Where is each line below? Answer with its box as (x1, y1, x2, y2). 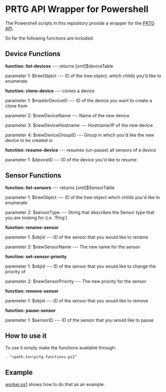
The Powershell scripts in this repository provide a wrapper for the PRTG (5, 20, 155, 26)
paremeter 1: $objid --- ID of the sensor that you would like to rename (5, 234, 148, 240)
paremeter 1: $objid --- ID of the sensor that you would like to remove (5, 297, 148, 304)
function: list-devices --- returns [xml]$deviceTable (5, 63, 113, 69)
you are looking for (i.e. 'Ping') (5, 215, 67, 221)
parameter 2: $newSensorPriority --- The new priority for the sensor (5, 278, 146, 284)
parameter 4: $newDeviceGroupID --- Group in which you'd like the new (5, 132, 154, 138)
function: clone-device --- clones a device (5, 88, 95, 94)
